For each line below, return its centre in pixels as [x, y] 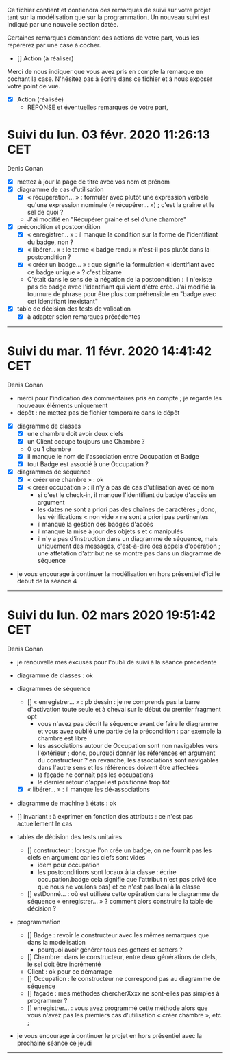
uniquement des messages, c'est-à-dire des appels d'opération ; [129, 546]
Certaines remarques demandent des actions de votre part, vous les [103, 38]
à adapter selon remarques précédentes [84, 316]
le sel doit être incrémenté [64, 964]
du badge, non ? [50, 242]
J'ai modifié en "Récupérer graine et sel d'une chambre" [107, 219]
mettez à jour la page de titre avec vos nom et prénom [93, 182]
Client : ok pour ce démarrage [69, 972]
